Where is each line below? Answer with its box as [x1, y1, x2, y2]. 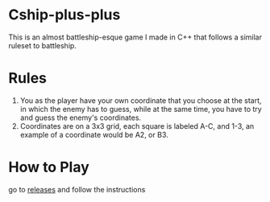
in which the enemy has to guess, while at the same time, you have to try [19, 104, 262, 113]
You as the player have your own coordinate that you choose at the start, [19, 95, 262, 105]
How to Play [8, 159, 90, 176]
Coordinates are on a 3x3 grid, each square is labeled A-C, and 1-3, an [19, 121, 255, 130]
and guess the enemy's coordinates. [19, 113, 142, 122]
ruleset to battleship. [8, 40, 77, 50]
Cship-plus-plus [8, 6, 121, 24]
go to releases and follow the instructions [8, 184, 146, 194]
